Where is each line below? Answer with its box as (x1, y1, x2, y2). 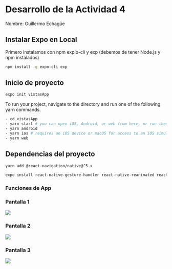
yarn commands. (5, 106, 41, 113)
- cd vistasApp (5, 117, 38, 122)
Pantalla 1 (5, 198, 30, 206)
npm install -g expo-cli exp (5, 64, 68, 70)
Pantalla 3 (5, 246, 31, 254)
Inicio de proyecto (5, 78, 64, 87)
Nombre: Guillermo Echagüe (5, 20, 65, 27)
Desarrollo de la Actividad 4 (5, 4, 125, 15)
